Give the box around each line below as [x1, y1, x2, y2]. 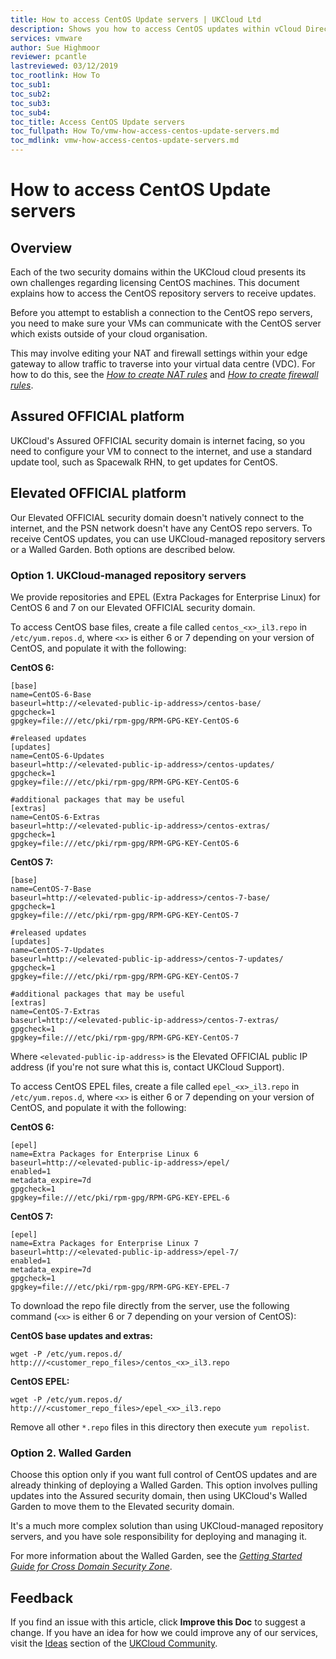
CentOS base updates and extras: [10, 1329, 154, 1341]
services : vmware [10, 33, 83, 43]
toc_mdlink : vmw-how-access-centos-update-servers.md [10, 136, 240, 146]
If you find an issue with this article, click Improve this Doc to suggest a [10, 1616, 306, 1628]
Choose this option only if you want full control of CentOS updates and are [10, 1469, 318, 1481]
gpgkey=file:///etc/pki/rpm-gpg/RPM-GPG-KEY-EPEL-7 [10, 1282, 230, 1292]
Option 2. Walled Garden [10, 1446, 132, 1460]
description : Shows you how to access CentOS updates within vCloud [10, 24, 302, 34]
